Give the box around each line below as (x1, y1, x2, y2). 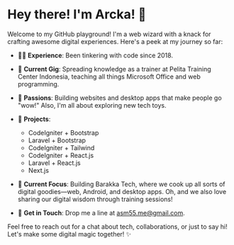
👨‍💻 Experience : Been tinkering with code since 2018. (17, 51, 174, 59)
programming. (17, 79, 60, 88)
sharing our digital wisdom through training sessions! (17, 195, 173, 203)
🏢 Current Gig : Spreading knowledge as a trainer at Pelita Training (17, 64, 211, 73)
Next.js (28, 166, 50, 174)
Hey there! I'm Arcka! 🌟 (7, 6, 147, 23)
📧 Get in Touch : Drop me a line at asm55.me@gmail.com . (17, 208, 186, 217)
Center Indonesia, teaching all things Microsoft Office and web (17, 72, 201, 81)
